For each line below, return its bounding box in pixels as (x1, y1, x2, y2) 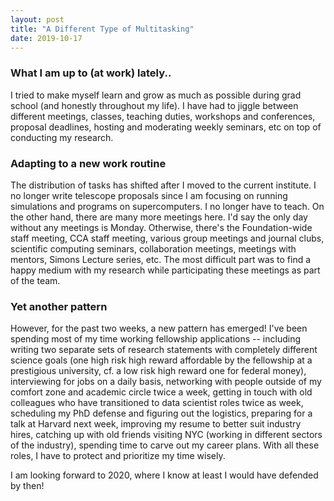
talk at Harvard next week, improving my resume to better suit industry (10, 418, 302, 430)
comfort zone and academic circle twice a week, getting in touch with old (10, 386, 313, 398)
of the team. (10, 274, 61, 286)
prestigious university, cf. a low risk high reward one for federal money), (10, 365, 307, 377)
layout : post (10, 14, 65, 25)
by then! (10, 480, 45, 492)
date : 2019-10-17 (10, 33, 83, 43)
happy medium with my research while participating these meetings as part (10, 264, 321, 276)
